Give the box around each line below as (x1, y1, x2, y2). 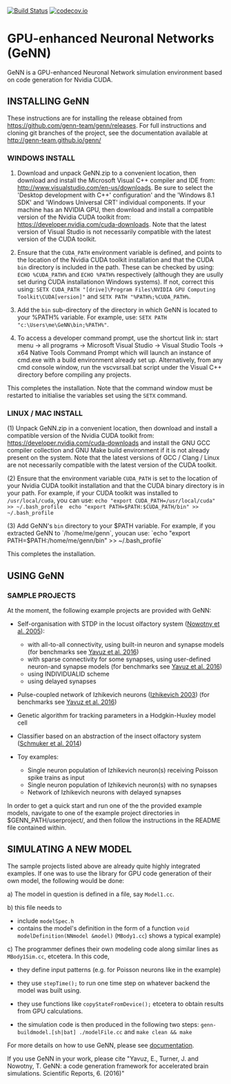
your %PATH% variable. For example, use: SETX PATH (17, 313, 168, 321)
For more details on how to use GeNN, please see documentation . (7, 1040, 194, 1049)
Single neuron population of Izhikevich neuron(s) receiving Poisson (27, 766, 219, 774)
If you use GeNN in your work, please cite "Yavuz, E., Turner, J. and (7, 1054, 199, 1063)
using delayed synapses (27, 677, 97, 685)
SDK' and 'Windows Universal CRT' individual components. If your (17, 198, 205, 207)
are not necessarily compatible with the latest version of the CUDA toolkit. (7, 461, 217, 469)
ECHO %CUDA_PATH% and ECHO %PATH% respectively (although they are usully (17, 270, 224, 279)
